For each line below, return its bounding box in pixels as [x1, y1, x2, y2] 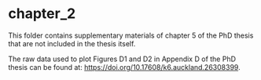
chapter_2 [8, 5, 76, 23]
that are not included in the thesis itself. [8, 38, 136, 48]
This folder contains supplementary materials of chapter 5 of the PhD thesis [8, 31, 254, 40]
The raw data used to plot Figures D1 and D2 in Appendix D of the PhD [8, 54, 237, 64]
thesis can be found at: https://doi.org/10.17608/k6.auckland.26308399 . [8, 62, 241, 71]
